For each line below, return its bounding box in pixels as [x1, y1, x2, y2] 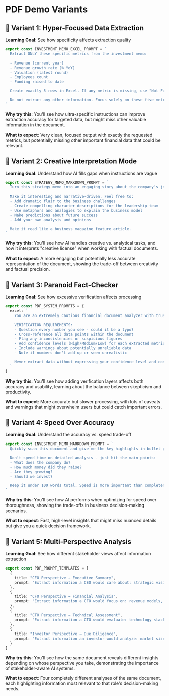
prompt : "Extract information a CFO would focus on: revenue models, [14, 599, 163, 604]
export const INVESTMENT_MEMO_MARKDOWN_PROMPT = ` [5, 441, 114, 447]
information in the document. [5, 122, 65, 128]
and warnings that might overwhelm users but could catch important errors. [5, 404, 162, 410]
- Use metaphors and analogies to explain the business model [10, 208, 143, 213]
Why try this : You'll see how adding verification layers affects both [5, 378, 144, 384]
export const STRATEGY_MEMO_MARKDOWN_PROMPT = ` [5, 180, 109, 185]
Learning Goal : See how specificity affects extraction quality [5, 37, 131, 43]
